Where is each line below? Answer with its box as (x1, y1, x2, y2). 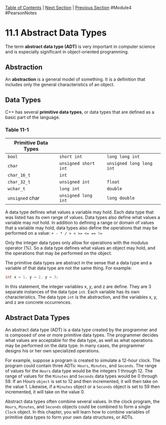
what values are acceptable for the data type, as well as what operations (5, 337, 153, 343)
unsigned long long (107, 161, 153, 166)
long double (107, 195, 135, 201)
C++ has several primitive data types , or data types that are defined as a (5, 109, 155, 115)
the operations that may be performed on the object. (5, 250, 112, 256)
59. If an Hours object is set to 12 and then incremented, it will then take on (5, 378, 158, 384)
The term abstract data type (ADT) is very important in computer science (5, 43, 156, 49)
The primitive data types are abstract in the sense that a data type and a (5, 259, 152, 265)
